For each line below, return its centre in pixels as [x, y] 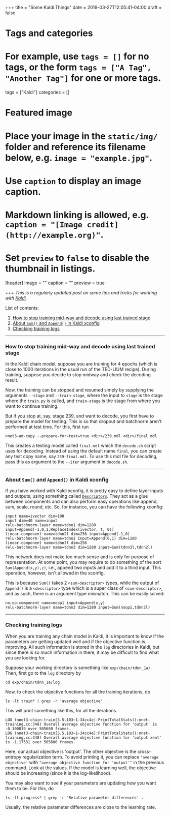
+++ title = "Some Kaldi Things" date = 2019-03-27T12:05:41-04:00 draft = [83, 7]
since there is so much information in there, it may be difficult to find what [82, 652]
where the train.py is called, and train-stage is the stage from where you [83, 401]
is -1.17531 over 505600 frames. [40, 742]
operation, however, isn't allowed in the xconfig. [55, 573]
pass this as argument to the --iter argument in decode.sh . [67, 462]
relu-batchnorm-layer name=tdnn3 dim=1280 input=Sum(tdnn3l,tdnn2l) [79, 548]
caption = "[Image [44, 224]
